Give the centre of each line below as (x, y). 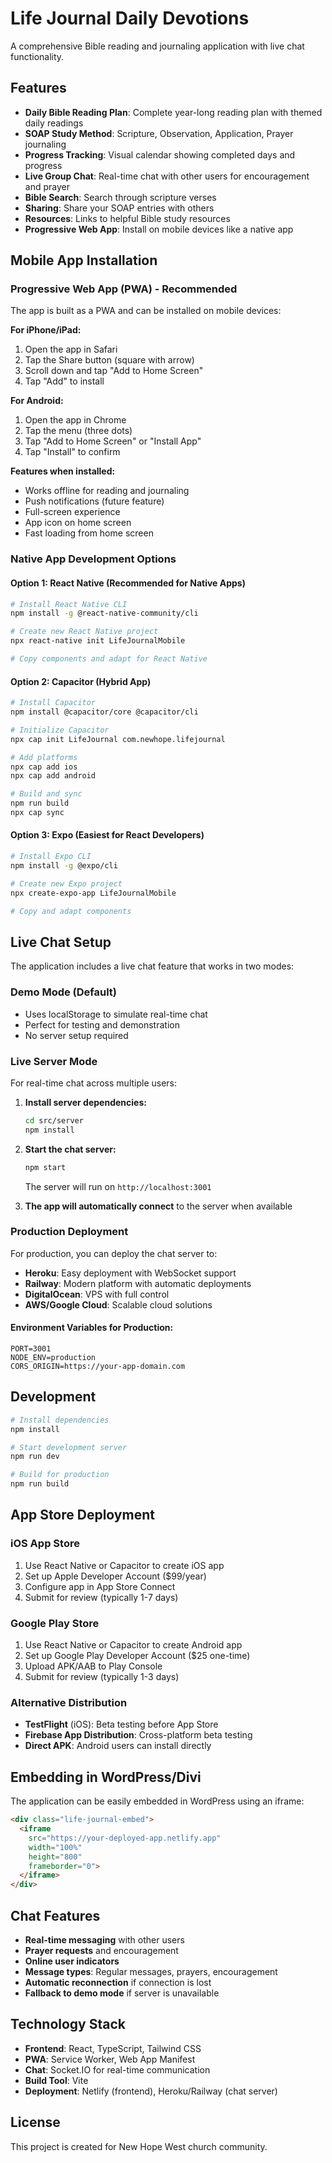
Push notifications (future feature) (94, 501)
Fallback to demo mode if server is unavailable (122, 1993)
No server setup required (76, 1035)
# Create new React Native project (84, 632)
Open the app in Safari (71, 349)
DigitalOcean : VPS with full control (97, 1294)
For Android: (37, 401)
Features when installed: (63, 471)
